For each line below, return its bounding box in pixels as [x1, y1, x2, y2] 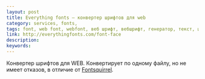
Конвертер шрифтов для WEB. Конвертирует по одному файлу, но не [6, 59, 187, 67]
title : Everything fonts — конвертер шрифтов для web [6, 15, 146, 21]
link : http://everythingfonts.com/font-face [6, 32, 121, 38]
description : [6, 37, 40, 43]
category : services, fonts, [6, 20, 78, 26]
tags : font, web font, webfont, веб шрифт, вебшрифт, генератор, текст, [6, 26, 195, 32]
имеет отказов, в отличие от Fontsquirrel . [6, 66, 114, 73]
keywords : [6, 43, 32, 49]
